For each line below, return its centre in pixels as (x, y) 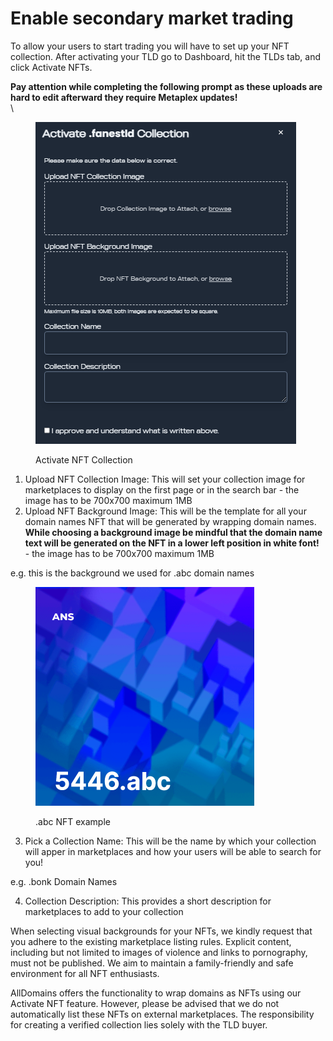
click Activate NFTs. (51, 67)
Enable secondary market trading (152, 18)
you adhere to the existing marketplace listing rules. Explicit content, (151, 941)
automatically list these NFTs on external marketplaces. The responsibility (162, 1014)
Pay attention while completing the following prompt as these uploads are (166, 86)
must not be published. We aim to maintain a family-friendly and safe (152, 963)
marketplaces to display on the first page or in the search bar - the (162, 489)
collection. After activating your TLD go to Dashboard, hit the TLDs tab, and (166, 56)
